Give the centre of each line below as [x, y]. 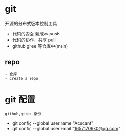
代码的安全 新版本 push [36, 34]
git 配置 [20, 99]
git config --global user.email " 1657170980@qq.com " [66, 128]
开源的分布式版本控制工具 [31, 23]
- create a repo [22, 78]
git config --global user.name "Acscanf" [53, 123]
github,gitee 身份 [23, 114]
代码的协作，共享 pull [34, 40]
